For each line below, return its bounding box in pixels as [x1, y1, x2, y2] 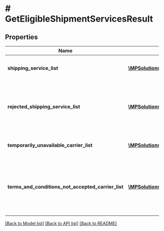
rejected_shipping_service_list [7, 103, 81, 110]
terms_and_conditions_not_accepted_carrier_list [7, 184, 123, 190]
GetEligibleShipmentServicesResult [5, 13, 153, 24]
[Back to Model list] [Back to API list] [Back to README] [5, 221, 117, 226]
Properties [5, 33, 38, 41]
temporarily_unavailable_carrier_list [7, 142, 93, 148]
